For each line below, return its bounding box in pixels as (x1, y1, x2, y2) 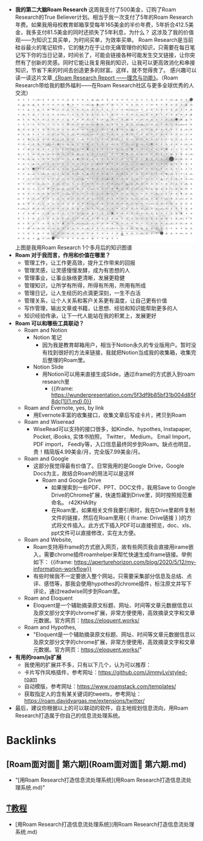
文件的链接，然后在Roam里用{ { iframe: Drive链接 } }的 (51, 514, 187, 521)
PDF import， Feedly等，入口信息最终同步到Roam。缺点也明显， (33, 441, 195, 447)
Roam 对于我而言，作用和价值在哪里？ (14, 252, 111, 258)
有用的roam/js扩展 (14, 654, 62, 660)
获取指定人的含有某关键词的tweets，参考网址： (24, 691, 142, 697)
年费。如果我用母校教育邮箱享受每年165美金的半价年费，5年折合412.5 (14, 21, 188, 28)
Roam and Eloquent (24, 594, 73, 601)
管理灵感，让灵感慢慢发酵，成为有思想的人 (24, 267, 130, 273)
